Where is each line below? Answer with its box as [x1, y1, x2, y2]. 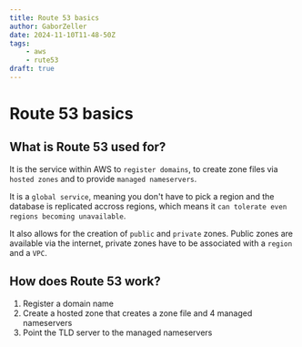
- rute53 [25, 56, 59, 65]
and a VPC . [9, 247, 47, 258]
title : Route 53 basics [9, 13, 100, 23]
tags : [9, 38, 30, 48]
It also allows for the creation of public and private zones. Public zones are [9, 228, 294, 239]
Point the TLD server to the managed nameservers [22, 327, 213, 338]
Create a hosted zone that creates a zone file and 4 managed [22, 307, 253, 319]
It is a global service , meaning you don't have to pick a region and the [9, 190, 275, 201]
